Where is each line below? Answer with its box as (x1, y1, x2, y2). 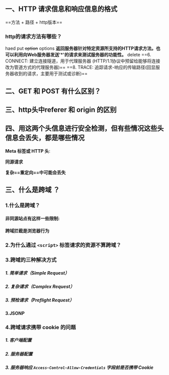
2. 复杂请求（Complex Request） (5, 284, 75, 290)
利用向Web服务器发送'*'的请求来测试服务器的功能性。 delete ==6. (14, 52, 151, 58)
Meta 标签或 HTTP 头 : (5, 148, 50, 154)
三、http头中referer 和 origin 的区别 (5, 105, 117, 114)
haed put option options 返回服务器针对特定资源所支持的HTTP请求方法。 (5, 45, 156, 51)
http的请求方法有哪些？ (5, 33, 62, 40)
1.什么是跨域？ (5, 202, 40, 209)
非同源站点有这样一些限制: (5, 215, 60, 221)
